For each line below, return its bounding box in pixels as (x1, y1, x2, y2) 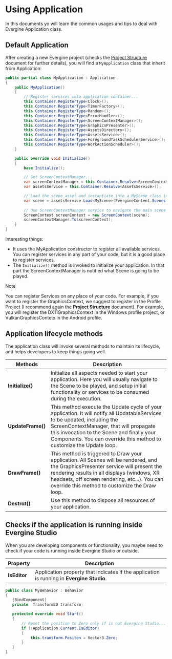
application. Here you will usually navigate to (50, 375, 158, 382)
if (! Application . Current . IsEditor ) (21, 626, 100, 631)
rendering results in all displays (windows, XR (50, 469, 160, 476)
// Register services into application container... (24, 94, 139, 99)
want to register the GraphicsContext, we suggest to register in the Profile (5, 299, 161, 304)
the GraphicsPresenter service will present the (50, 462, 162, 470)
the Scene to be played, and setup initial (50, 382, 147, 389)
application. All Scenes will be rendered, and (50, 456, 158, 463)
